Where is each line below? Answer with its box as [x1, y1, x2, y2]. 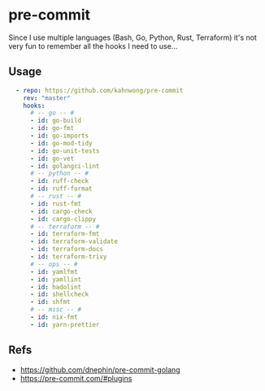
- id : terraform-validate [29, 237, 118, 245]
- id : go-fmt [29, 124, 75, 133]
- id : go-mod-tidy [29, 139, 93, 147]
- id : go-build [29, 116, 82, 125]
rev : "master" [23, 93, 71, 102]
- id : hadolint [29, 283, 82, 291]
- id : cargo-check [29, 207, 93, 215]
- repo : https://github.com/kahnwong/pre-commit [15, 86, 184, 94]
